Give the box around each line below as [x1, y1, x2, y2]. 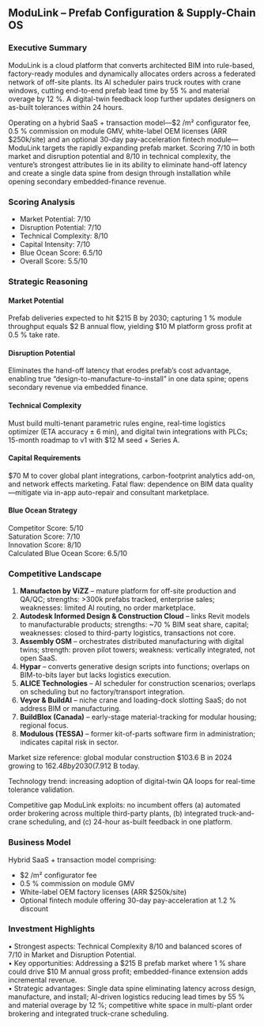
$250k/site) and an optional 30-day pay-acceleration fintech [8, 134, 206, 144]
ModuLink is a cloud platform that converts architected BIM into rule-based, [8, 60, 255, 70]
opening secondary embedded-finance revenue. [8, 176, 167, 186]
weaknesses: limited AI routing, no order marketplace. [19, 603, 196, 612]
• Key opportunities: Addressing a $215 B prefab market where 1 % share [8, 958, 247, 967]
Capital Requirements [8, 453, 81, 463]
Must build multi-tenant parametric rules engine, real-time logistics [8, 418, 226, 428]
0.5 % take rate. [8, 330, 60, 339]
